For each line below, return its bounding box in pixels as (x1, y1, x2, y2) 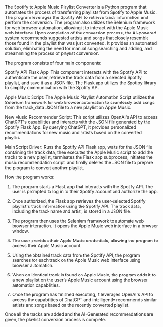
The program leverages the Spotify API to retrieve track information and (5, 15, 148, 20)
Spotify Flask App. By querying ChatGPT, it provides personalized (5, 124, 137, 130)
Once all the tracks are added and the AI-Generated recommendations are (5, 311, 154, 317)
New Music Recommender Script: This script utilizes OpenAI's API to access (5, 114, 158, 120)
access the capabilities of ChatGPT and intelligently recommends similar (12, 297, 157, 303)
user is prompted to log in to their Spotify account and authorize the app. (12, 189, 158, 194)
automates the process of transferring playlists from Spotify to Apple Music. (5, 9, 157, 15)
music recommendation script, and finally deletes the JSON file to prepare (5, 160, 153, 165)
